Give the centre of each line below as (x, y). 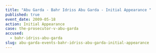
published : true (22, 15)
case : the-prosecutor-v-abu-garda (42, 29)
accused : (15, 33)
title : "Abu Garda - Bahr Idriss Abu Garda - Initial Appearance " (79, 10)
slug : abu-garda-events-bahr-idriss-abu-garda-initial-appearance (77, 43)
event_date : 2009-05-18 (31, 19)
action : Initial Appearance (35, 24)
